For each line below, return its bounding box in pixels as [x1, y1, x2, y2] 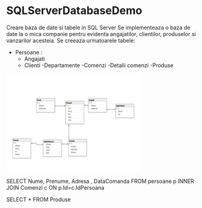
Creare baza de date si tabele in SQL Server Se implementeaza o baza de [6, 24, 190, 31]
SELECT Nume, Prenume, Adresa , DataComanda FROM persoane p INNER [6, 178, 195, 185]
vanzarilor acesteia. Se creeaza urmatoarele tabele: [6, 37, 136, 44]
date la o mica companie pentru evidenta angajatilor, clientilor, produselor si [6, 30, 197, 37]
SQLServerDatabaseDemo [6, 4, 142, 18]
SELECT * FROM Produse [6, 196, 71, 203]
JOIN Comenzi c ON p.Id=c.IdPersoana [6, 184, 105, 191]
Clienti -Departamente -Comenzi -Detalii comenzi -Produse [24, 62, 173, 69]
